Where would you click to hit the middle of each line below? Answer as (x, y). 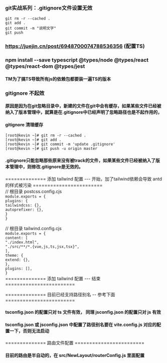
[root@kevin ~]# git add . (33, 140)
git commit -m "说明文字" (31, 29)
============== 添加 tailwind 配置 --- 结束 (53, 278)
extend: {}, (18, 260)
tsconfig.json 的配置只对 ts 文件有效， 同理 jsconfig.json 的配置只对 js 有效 (83, 312)
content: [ (17, 238)
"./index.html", (22, 242)
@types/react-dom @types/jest (45, 66)
